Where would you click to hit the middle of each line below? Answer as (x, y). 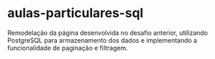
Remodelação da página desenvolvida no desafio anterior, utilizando (108, 33)
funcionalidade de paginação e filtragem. (68, 48)
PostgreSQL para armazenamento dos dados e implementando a (102, 40)
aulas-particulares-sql (75, 13)
